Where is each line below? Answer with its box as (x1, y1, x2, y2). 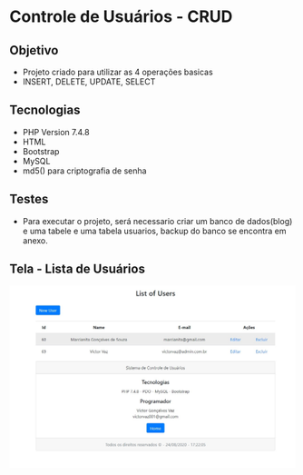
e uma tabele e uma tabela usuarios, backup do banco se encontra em (22, 225, 287, 236)
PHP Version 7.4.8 (22, 126, 90, 137)
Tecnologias (9, 103, 81, 118)
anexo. (22, 234, 48, 246)
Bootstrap (22, 145, 60, 156)
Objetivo (9, 43, 59, 58)
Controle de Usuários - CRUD (9, 6, 233, 27)
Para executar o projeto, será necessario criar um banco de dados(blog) (22, 215, 293, 226)
